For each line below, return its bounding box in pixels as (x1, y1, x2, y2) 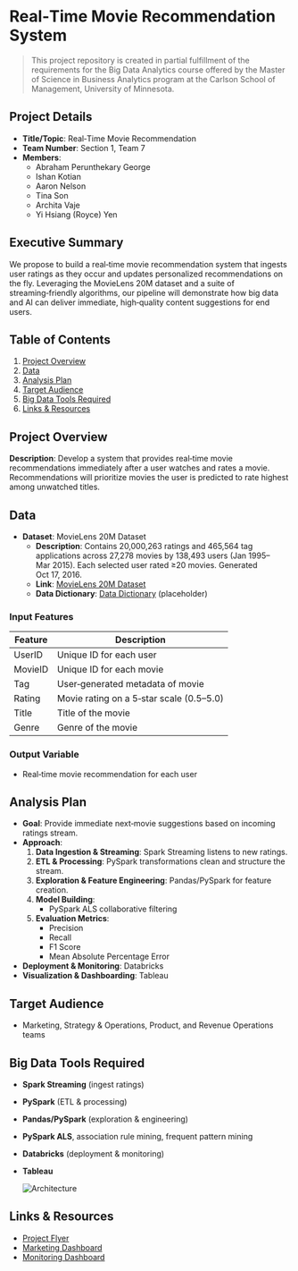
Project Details (9, 109, 93, 124)
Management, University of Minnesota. (30, 83, 175, 94)
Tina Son (35, 190, 69, 200)
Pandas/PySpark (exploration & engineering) (21, 1114, 189, 1124)
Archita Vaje (35, 199, 80, 210)
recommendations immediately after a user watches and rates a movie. (9, 462, 270, 473)
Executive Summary (9, 235, 124, 250)
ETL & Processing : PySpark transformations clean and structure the (35, 856, 286, 867)
